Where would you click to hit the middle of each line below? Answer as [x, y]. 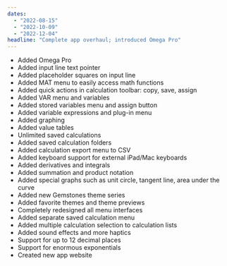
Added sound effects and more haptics [74, 233]
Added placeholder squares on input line [76, 75]
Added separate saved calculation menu [76, 218]
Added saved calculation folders [65, 143]
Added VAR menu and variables [63, 98]
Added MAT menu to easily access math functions [91, 83]
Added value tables [45, 128]
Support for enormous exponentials [69, 248]
